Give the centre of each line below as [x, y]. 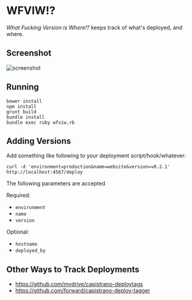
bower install [24, 101]
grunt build [21, 112]
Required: [19, 195]
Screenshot [29, 53]
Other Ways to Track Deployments [73, 269]
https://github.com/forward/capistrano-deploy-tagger [83, 291]
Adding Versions [39, 141]
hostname [26, 245]
